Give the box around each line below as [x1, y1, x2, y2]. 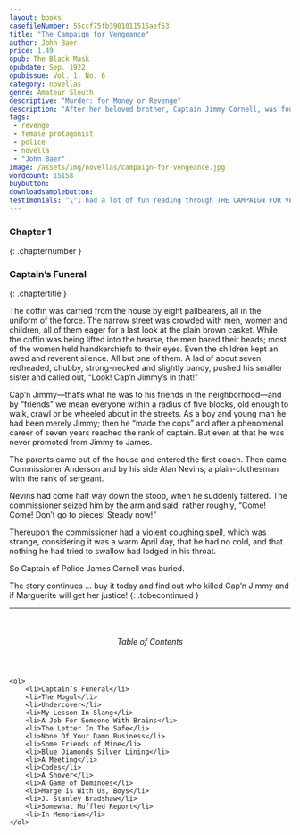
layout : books [9, 13, 62, 22]
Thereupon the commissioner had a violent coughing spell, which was [9, 527, 267, 537]
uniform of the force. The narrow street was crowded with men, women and [9, 315, 288, 326]
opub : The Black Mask [9, 55, 90, 63]
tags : [9, 113, 29, 122]
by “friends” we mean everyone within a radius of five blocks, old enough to [9, 399, 289, 409]
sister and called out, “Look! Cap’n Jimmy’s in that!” [9, 372, 199, 383]
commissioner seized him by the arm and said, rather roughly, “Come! [9, 500, 266, 510]
